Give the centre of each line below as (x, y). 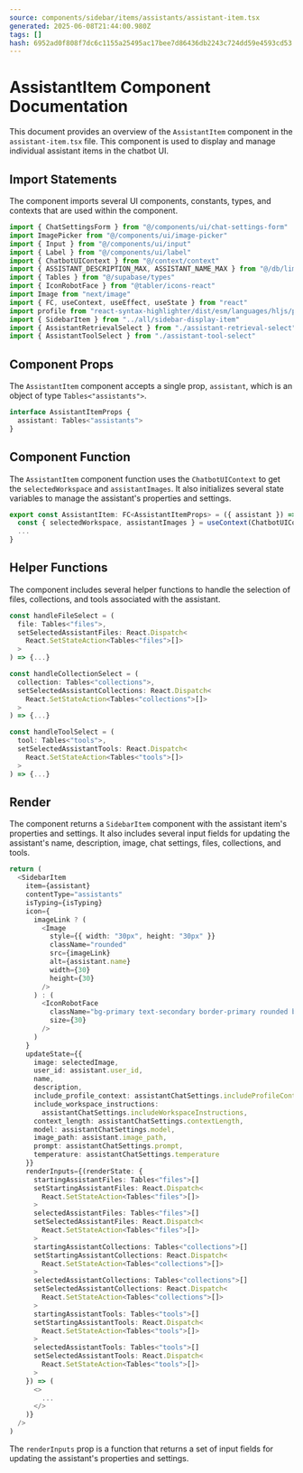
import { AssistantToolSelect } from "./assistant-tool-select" (133, 336)
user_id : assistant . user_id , (88, 1070)
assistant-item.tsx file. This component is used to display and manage (143, 142)
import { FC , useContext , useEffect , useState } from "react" (129, 302)
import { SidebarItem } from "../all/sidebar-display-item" (125, 320)
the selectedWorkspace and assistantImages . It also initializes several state (147, 488)
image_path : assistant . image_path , (100, 1138)
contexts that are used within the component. (94, 210)
